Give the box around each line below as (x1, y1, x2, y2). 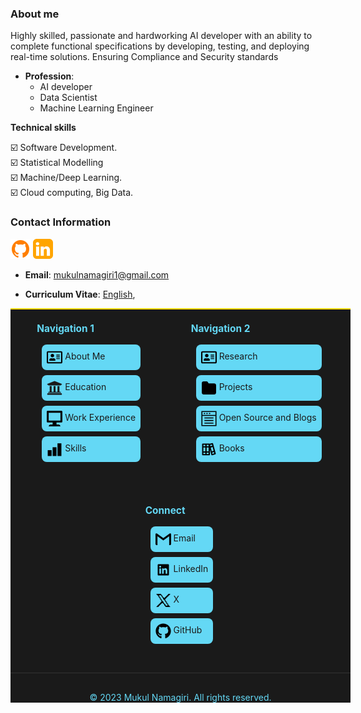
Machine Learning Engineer (39, 102, 154, 114)
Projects (218, 381, 253, 393)
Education (64, 381, 107, 393)
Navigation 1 (36, 322, 95, 336)
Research (218, 350, 258, 362)
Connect (144, 503, 186, 517)
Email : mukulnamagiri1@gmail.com (24, 268, 170, 281)
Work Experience (64, 412, 137, 424)
